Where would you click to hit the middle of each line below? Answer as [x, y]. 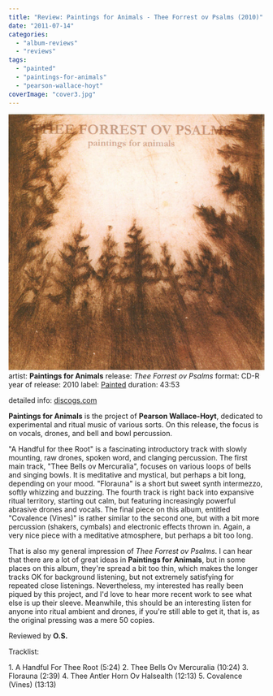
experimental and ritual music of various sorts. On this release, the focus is [134, 424]
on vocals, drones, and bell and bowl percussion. [91, 433]
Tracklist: [24, 651]
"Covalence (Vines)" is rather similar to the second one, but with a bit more [134, 518]
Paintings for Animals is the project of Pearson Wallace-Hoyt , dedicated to [136, 416]
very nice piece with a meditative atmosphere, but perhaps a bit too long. [131, 535]
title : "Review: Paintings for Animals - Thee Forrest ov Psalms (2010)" [136, 17]
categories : [28, 34]
